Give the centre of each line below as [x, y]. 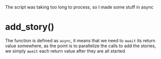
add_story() [30, 27]
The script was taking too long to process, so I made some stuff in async [79, 7]
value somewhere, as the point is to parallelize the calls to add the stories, [80, 46]
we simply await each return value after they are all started [65, 51]
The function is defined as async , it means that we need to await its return [80, 40]
